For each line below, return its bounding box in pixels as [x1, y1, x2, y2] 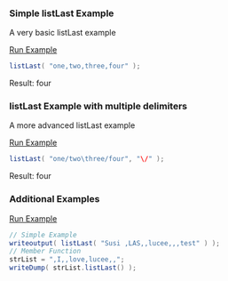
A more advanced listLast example [9, 120, 136, 131]
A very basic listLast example [9, 28, 117, 38]
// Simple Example [9, 230, 77, 239]
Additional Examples [9, 193, 100, 205]
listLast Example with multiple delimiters [9, 100, 188, 113]
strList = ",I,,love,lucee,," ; [9, 255, 125, 264]
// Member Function [9, 247, 82, 256]
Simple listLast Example [9, 7, 114, 20]
